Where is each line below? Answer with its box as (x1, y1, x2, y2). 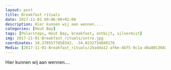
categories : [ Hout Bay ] (5, 26, 56, 31)
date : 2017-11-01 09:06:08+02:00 (5, 17, 76, 22)
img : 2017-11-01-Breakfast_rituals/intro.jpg (5, 36, 103, 41)
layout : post (5, 7, 33, 13)
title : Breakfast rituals (5, 12, 60, 17)
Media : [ (5, 45, 24, 50)
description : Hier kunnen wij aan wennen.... (5, 21, 103, 27)
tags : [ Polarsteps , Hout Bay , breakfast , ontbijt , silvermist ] (5, 31, 142, 36)
